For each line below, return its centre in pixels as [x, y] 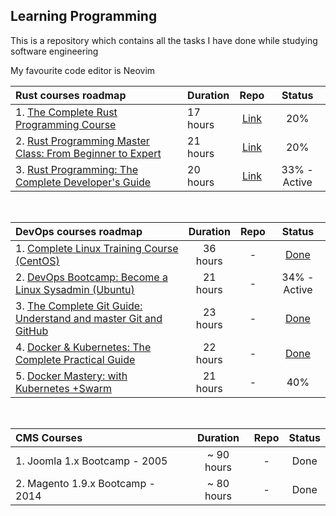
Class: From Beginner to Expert [88, 153]
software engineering [54, 51]
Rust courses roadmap [71, 95]
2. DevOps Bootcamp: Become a [91, 277]
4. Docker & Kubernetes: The [83, 347]
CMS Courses [49, 437]
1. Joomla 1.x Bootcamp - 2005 [91, 461]
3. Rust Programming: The [76, 169]
